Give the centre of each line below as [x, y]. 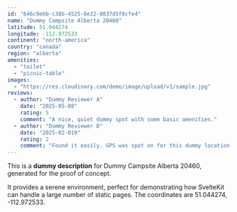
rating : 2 [35, 139]
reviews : [20, 93]
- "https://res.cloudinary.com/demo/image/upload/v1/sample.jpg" [112, 87]
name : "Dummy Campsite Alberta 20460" [65, 21]
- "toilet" [30, 67]
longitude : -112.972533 [43, 34]
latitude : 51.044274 [38, 27]
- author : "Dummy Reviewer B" [58, 126]
